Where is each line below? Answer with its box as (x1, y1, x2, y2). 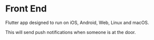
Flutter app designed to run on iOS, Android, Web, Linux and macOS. (5, 19, 149, 25)
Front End (5, 3, 47, 14)
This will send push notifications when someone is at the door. (5, 29, 136, 35)
